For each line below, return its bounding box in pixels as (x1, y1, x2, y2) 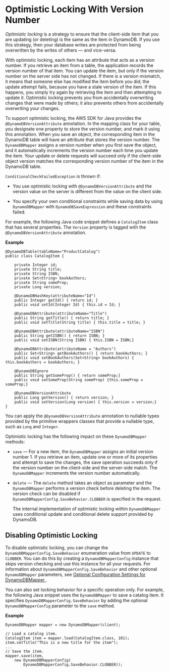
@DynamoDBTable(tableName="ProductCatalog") (5, 249, 100, 254)
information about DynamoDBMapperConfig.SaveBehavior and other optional (5, 566, 157, 572)
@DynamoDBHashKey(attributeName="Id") (14, 293, 96, 298)
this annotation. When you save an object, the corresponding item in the (5, 131, 155, 137)
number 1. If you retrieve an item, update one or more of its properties (12, 454, 158, 460)
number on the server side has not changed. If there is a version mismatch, (5, 73, 161, 79)
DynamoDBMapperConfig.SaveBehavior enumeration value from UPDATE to (5, 550, 151, 556)
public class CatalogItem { (5, 253, 65, 258)
